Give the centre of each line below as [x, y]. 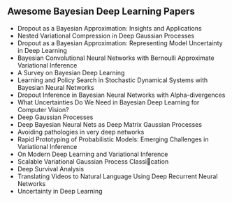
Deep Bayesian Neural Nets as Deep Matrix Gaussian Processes [110, 124]
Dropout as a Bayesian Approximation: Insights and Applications [109, 28]
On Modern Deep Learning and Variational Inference [93, 154]
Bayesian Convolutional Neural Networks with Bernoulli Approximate [116, 58]
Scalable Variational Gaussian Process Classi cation [93, 161]
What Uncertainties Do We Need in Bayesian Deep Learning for [108, 102]
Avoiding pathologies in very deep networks [81, 132]
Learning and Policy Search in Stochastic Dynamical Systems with [113, 80]
